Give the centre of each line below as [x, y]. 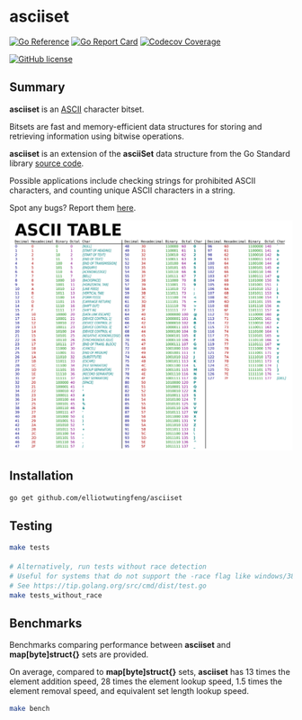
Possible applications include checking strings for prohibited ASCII [133, 180]
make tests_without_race [56, 595]
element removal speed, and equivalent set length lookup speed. [129, 691]
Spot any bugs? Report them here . [73, 207]
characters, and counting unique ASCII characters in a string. [122, 190]
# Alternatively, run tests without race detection [108, 567]
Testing [31, 526]
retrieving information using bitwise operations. [97, 136]
